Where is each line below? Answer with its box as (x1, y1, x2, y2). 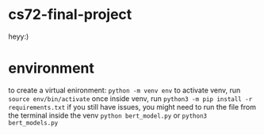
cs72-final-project (8, 6, 132, 24)
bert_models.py (8, 118, 59, 127)
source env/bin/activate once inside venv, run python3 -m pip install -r (8, 93, 253, 103)
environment (8, 59, 95, 77)
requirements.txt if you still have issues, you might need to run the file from (8, 102, 256, 111)
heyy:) (8, 32, 29, 41)
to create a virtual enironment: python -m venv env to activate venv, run (8, 85, 241, 95)
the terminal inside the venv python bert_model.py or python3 (8, 111, 208, 120)
